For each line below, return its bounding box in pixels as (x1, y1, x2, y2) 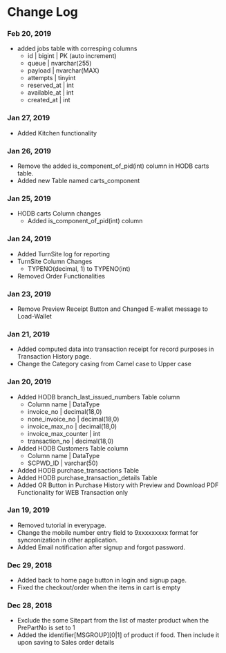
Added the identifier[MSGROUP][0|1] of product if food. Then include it (17, 631, 220, 639)
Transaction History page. (17, 352, 91, 361)
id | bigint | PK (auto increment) (27, 52, 117, 60)
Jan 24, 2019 (7, 234, 52, 244)
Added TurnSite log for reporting (17, 249, 111, 258)
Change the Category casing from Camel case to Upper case (17, 360, 192, 368)
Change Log (7, 4, 78, 20)
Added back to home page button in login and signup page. (17, 576, 187, 585)
